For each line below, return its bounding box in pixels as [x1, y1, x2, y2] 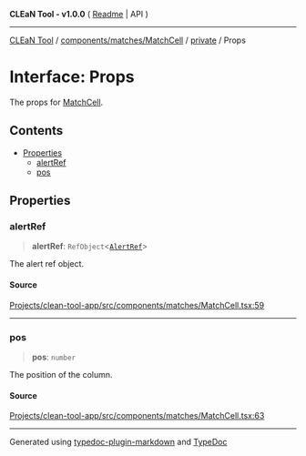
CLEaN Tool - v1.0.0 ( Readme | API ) [9, 9, 148, 19]
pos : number [31, 351, 76, 362]
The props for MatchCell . [9, 96, 104, 107]
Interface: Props [9, 66, 135, 87]
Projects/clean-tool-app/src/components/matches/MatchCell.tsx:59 [9, 299, 265, 310]
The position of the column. [9, 369, 113, 380]
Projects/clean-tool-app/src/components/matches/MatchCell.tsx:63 [9, 410, 265, 421]
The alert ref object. [9, 258, 85, 269]
